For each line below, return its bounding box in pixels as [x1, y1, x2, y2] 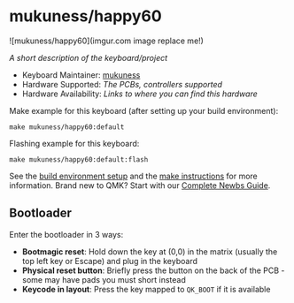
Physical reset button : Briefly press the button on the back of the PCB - [21, 265, 285, 276]
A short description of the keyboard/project [9, 52, 168, 63]
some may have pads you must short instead [21, 274, 186, 284]
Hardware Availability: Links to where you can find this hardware [21, 88, 259, 99]
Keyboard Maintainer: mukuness [21, 69, 141, 80]
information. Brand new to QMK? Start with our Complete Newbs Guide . [9, 179, 271, 191]
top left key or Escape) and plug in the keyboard [21, 255, 197, 266]
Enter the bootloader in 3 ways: [9, 229, 124, 239]
